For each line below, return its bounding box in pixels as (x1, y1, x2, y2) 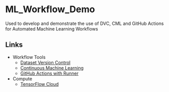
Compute (12, 75, 33, 82)
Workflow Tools (12, 54, 46, 60)
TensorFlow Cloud (20, 81, 59, 87)
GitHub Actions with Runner (20, 70, 79, 76)
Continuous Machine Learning (20, 65, 84, 71)
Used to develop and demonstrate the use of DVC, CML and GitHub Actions (5, 20, 164, 26)
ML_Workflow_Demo (5, 4, 95, 15)
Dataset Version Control (20, 59, 71, 66)
